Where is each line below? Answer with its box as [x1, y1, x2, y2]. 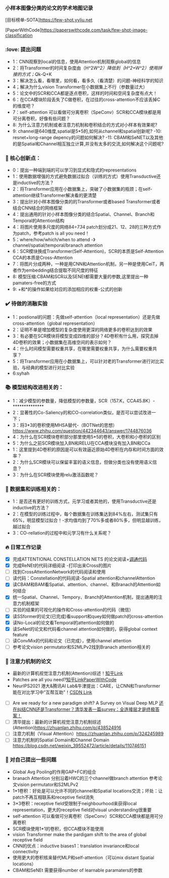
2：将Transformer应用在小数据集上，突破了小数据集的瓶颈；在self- [12, 186, 152, 192]
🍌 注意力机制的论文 [5, 657, 51, 665]
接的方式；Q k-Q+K [12, 71, 52, 77]
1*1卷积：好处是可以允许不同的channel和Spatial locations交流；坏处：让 [12, 787, 163, 794]
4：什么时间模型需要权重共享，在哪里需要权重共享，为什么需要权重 [12, 345, 153, 352]
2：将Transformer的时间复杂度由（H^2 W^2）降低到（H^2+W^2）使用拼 [12, 65, 162, 71]
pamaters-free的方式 [12, 280, 57, 286]
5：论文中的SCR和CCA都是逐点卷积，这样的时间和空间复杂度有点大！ [12, 90, 158, 96]
